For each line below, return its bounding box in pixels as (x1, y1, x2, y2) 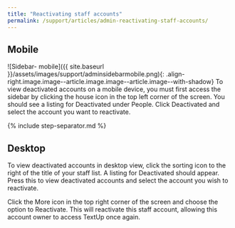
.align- (166, 70, 185, 78)
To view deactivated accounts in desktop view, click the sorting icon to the (7, 161, 226, 170)
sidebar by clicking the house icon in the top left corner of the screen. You (7, 93, 226, 101)
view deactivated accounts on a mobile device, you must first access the (7, 85, 221, 93)
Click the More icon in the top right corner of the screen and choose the (7, 197, 219, 207)
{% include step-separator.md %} (7, 122, 107, 130)
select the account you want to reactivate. (7, 108, 131, 116)
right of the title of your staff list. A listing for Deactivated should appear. (7, 169, 219, 177)
